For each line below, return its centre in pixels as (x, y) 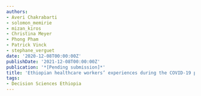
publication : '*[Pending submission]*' (56, 67)
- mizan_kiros (24, 28)
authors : (17, 12)
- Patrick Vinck (26, 45)
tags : (13, 78)
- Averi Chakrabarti (32, 17)
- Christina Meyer (29, 34)
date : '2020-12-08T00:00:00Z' (44, 56)
